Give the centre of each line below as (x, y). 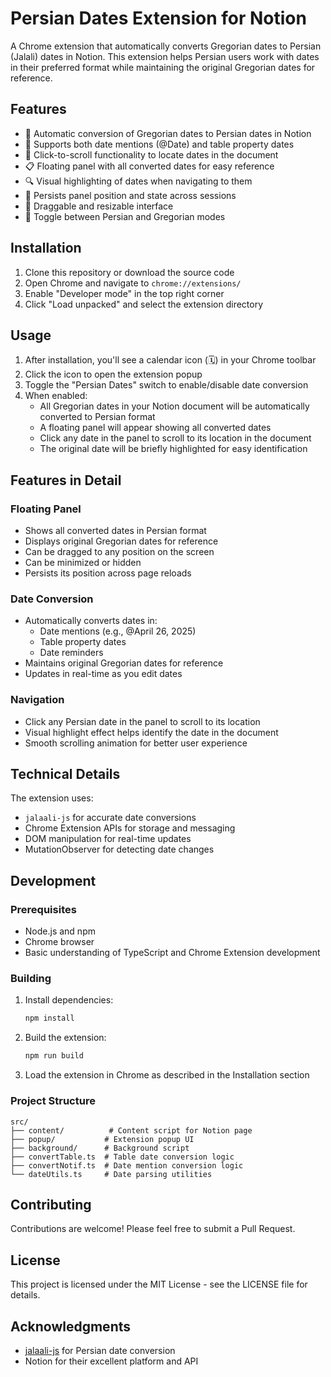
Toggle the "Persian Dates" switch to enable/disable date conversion (166, 385)
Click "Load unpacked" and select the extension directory (144, 304)
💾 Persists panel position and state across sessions (130, 195)
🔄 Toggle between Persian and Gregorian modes (125, 216)
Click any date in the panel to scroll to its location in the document (175, 438)
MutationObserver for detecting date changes (119, 849)
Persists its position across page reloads (108, 573)
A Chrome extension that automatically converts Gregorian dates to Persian (166, 46)
